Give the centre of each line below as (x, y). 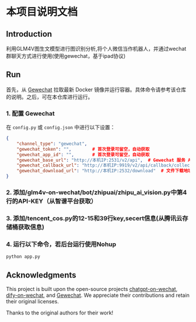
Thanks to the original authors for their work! (60, 313)
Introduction (29, 34)
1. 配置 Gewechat (31, 113)
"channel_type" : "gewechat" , (52, 144)
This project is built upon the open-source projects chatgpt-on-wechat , (92, 289)
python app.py (23, 257)
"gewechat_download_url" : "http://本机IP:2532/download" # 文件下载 (100, 171)
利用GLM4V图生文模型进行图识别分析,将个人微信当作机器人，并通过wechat (96, 49)
